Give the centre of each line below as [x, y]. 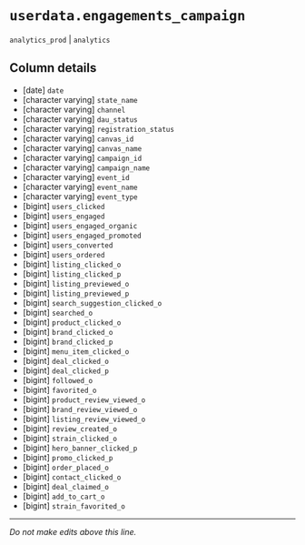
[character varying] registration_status [98, 128]
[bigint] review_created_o [70, 428]
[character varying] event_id [76, 177]
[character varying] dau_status [80, 119]
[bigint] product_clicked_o [72, 322]
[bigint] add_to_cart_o [64, 496]
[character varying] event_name [80, 187]
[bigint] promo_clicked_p [68, 457]
